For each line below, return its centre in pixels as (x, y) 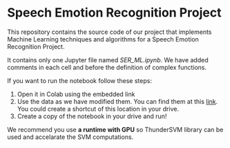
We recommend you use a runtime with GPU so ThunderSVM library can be (115, 129)
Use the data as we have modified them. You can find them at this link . (117, 101)
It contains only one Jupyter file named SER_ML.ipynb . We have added (108, 59)
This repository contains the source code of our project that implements (109, 32)
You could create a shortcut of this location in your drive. (98, 109)
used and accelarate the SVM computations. (70, 137)
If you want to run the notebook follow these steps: (79, 80)
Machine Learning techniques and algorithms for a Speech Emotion (103, 39)
